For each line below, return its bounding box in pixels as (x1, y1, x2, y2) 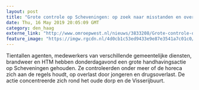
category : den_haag (6, 25, 54, 31)
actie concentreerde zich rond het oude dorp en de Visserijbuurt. (6, 77, 165, 84)
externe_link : (6, 31, 41, 36)
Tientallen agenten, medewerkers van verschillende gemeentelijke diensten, (6, 52, 192, 59)
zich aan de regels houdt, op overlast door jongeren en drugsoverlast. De (6, 71, 185, 78)
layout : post (6, 8, 38, 15)
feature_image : (6, 36, 44, 42)
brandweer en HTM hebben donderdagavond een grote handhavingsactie (6, 58, 187, 65)
